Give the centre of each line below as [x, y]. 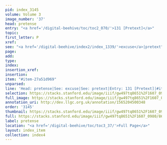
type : [11, 61]
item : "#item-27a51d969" [31, 79]
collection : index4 [25, 135]
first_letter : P [22, 38]
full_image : [17, 98]
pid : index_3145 [22, 10]
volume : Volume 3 [23, 14]
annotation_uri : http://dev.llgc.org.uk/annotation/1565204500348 [75, 103]
